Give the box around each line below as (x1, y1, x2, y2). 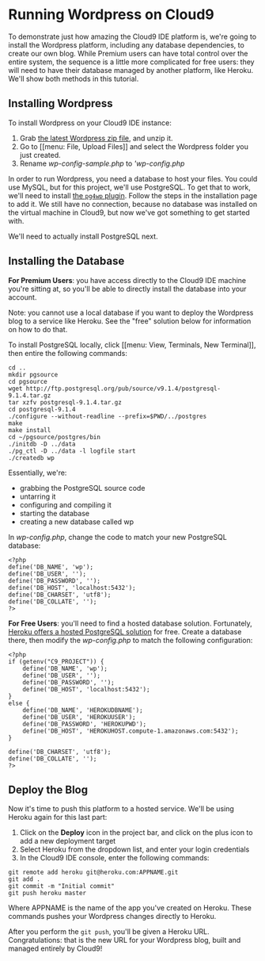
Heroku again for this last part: (8, 813, 108, 822)
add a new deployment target (19, 837, 116, 846)
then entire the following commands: (8, 348, 128, 358)
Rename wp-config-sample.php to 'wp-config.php (19, 159, 185, 168)
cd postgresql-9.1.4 (8, 405, 77, 413)
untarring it (19, 492, 56, 501)
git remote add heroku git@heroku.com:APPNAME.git (8, 868, 179, 877)
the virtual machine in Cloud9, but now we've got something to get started (8, 208, 251, 217)
